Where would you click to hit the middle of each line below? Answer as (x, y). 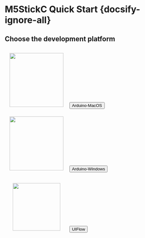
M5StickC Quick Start (51, 9)
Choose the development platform (60, 39)
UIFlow (79, 229)
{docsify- (120, 9)
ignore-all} (28, 20)
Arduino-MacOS (87, 106)
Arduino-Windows (88, 169)
